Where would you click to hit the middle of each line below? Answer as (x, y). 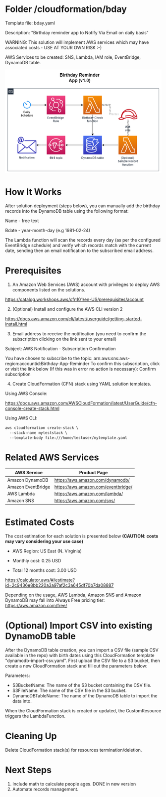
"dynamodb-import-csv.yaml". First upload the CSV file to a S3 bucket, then (83, 661)
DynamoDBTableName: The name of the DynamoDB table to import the (85, 695)
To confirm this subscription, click (125, 364)
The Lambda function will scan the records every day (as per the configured (83, 240)
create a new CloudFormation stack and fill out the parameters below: (76, 665)
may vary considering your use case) (44, 541)
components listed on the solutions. (49, 290)
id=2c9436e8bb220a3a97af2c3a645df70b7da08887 (59, 585)
